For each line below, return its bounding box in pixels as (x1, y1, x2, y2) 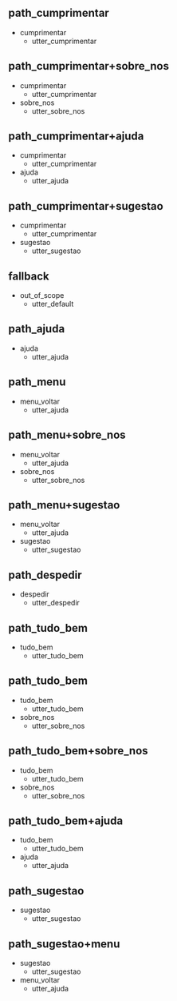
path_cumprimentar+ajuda (8, 130, 144, 143)
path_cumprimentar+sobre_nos (8, 59, 170, 73)
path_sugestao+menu (8, 937, 120, 951)
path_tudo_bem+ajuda (8, 814, 124, 827)
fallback (8, 269, 49, 283)
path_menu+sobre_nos (8, 428, 126, 442)
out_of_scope (19, 291, 65, 300)
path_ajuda (8, 322, 65, 336)
